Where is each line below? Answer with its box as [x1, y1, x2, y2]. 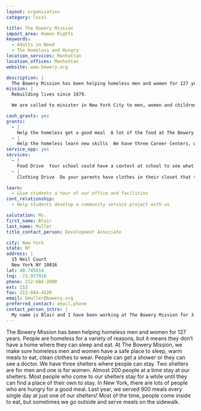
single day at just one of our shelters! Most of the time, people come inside [6, 392, 191, 399]
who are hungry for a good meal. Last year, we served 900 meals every [6, 385, 182, 392]
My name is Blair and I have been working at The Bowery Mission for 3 [11, 312, 194, 318]
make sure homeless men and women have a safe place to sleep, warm [6, 347, 182, 354]
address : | [6, 251, 33, 257]
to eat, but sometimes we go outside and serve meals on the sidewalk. [6, 398, 180, 405]
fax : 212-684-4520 [6, 290, 52, 296]
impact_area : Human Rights [6, 30, 74, 36]
